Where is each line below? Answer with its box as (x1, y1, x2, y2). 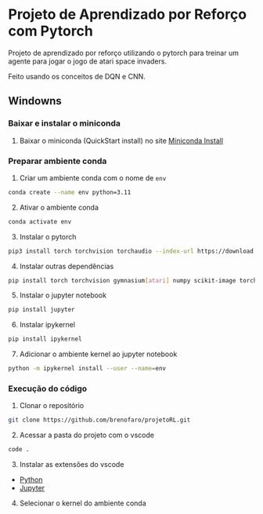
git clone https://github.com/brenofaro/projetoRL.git (8, 416, 191, 425)
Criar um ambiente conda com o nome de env (19, 173, 167, 182)
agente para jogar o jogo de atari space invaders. (8, 57, 167, 66)
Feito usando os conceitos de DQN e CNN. (8, 71, 146, 81)
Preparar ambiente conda (8, 155, 107, 166)
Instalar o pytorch (19, 231, 77, 241)
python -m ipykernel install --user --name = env (8, 365, 167, 373)
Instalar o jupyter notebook (19, 290, 107, 300)
